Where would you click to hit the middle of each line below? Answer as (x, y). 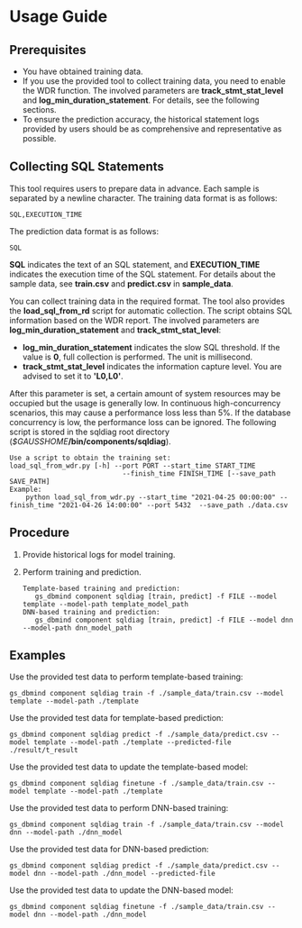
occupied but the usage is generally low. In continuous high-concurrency (145, 403)
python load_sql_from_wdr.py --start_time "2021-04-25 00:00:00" (151, 497)
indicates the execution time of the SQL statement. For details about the (143, 274)
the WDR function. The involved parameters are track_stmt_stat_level (153, 91)
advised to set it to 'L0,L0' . (73, 376)
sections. (39, 109)
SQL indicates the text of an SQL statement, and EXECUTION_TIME (135, 264)
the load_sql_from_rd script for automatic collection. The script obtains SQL (151, 310)
